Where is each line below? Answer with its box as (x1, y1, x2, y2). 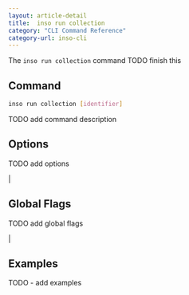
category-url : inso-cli (8, 33, 88, 42)
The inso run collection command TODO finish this (8, 56, 182, 65)
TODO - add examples (8, 278, 82, 288)
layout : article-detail (8, 11, 88, 20)
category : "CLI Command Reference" (8, 26, 127, 34)
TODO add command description (8, 114, 117, 124)
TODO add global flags (8, 218, 84, 228)
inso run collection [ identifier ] (8, 100, 124, 108)
